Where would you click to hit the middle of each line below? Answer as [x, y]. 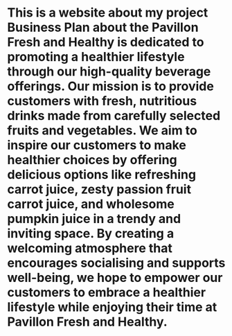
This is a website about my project [108, 13]
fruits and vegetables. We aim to [102, 131]
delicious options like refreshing [101, 175]
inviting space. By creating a [91, 234]
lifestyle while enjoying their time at [112, 307]
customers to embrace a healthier [107, 293]
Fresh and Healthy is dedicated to [106, 42]
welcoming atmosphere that [90, 248]
